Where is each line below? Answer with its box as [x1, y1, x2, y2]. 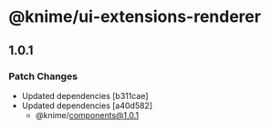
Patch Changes [8, 70, 78, 83]
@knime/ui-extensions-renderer [8, 6, 262, 27]
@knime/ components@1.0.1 [35, 109, 139, 120]
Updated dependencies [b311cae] [21, 90, 149, 101]
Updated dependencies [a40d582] [21, 100, 152, 111]
